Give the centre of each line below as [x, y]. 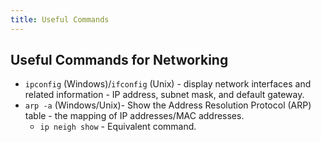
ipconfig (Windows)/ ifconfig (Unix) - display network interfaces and [168, 84]
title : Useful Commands [60, 19]
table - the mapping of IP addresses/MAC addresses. [134, 116]
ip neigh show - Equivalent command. [118, 127]
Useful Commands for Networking [119, 60]
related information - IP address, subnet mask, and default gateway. [164, 95]
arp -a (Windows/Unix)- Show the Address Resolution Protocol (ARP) [168, 105]
